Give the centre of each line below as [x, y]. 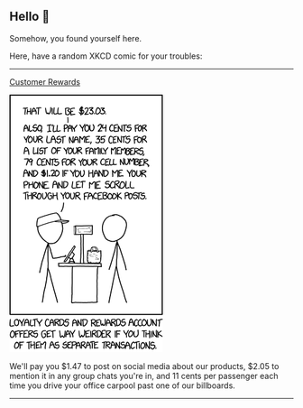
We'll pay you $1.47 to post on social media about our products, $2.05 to [144, 366]
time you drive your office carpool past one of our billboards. [123, 385]
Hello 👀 [30, 17]
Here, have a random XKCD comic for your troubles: [106, 56]
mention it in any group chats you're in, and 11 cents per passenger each [144, 376]
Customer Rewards [45, 81]
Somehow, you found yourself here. [76, 38]
